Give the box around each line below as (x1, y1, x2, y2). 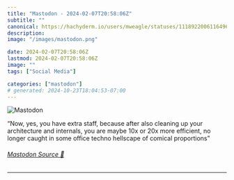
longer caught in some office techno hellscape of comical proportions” (7, 134, 210, 142)
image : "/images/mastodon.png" (7, 36, 98, 43)
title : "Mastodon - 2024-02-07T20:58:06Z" (7, 10, 132, 17)
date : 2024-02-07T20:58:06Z (7, 49, 89, 56)
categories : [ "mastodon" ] (7, 81, 82, 88)
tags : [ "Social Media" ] (7, 67, 77, 75)
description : (7, 29, 45, 37)
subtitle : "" (7, 17, 45, 24)
